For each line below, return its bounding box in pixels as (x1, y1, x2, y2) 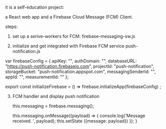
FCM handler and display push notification (12, 93, 100, 99)
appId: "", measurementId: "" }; (5, 74, 69, 79)
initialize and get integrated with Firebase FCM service (12, 43, 125, 49)
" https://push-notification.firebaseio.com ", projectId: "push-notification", (5, 63, 155, 69)
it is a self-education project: (5, 4, 64, 10)
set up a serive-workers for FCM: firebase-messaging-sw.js (12, 33, 136, 39)
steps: (5, 23, 18, 29)
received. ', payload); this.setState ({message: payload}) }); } (12, 118, 138, 124)
